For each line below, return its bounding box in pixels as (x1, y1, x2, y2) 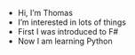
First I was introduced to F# (17, 27, 119, 36)
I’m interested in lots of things (17, 17, 127, 27)
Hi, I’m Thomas (17, 8, 74, 18)
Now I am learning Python (17, 35, 113, 46)
